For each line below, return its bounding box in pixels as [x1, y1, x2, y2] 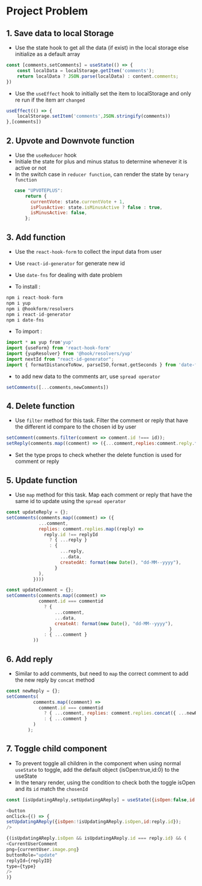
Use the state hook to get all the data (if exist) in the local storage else [14, 44, 189, 51]
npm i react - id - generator [6, 311, 71, 317]
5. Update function [6, 475, 78, 485]
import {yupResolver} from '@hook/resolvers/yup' [6, 350, 133, 357]
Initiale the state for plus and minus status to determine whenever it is [14, 157, 188, 165]
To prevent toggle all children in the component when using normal [14, 759, 182, 767]
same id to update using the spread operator [14, 498, 126, 504]
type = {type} [6, 863, 36, 869]
